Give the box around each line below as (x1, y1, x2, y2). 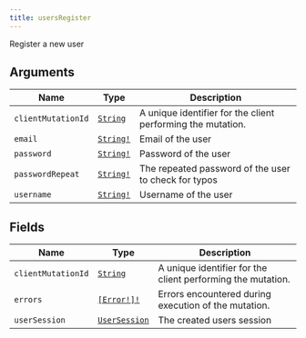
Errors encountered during (158, 288, 271, 301)
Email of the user (139, 133, 212, 145)
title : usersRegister (9, 13, 92, 23)
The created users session (158, 314, 271, 327)
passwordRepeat (14, 169, 80, 180)
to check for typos (139, 174, 219, 186)
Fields (9, 219, 46, 234)
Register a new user (9, 38, 85, 49)
